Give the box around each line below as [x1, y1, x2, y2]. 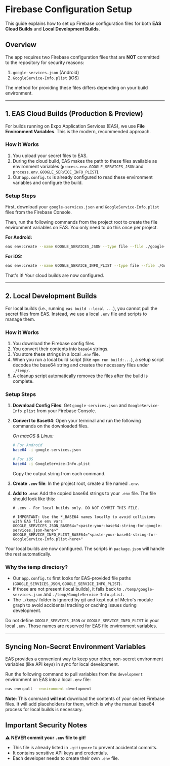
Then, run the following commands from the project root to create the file [5, 219, 158, 225]
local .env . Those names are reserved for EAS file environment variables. [5, 623, 158, 629]
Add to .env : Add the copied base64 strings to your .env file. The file [12, 490, 156, 496]
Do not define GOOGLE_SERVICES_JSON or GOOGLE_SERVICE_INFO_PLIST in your [5, 618, 159, 624]
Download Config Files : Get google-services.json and [12, 403, 127, 409]
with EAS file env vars [12, 518, 63, 524]
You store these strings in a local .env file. [12, 351, 100, 357]
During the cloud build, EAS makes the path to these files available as [12, 158, 157, 164]
